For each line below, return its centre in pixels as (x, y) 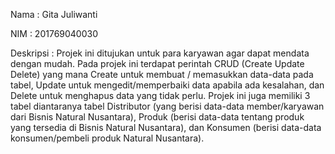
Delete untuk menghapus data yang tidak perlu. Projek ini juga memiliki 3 (160, 95)
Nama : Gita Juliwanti (54, 14)
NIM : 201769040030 (54, 33)
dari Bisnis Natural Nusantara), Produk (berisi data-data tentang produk (157, 117)
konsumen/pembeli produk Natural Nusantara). (107, 138)
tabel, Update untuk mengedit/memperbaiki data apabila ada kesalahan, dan (167, 85)
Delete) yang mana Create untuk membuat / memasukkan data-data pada (162, 74)
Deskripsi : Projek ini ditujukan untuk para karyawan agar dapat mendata (160, 53)
